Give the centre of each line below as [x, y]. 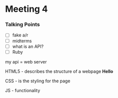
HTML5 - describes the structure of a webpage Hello [59, 71]
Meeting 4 [26, 9]
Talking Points [23, 25]
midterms [22, 41]
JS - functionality [23, 90]
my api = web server [26, 62]
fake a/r [20, 35]
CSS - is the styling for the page [38, 81]
